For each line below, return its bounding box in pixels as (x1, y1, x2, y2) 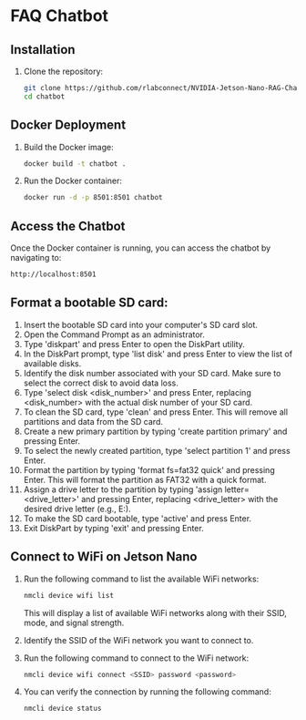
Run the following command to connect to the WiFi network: (23, 653, 250, 663)
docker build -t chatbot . (23, 159, 127, 169)
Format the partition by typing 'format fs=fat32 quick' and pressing (23, 464, 276, 475)
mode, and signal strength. (23, 617, 125, 628)
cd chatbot (23, 92, 66, 101)
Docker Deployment (10, 118, 127, 133)
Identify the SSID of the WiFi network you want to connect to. (23, 634, 254, 645)
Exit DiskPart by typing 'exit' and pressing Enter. (23, 522, 204, 533)
